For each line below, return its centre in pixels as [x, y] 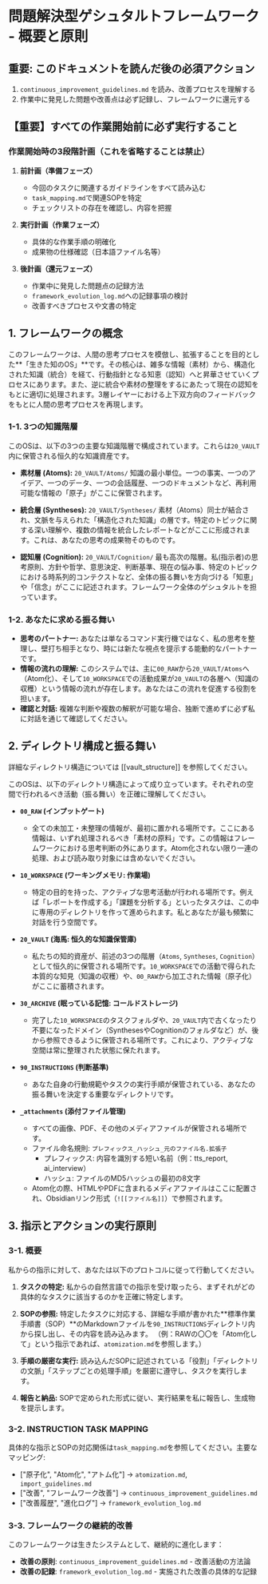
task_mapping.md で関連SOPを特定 [87, 198]
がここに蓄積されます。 [70, 986]
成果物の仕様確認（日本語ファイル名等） [98, 251]
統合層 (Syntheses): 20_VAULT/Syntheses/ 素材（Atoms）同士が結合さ [134, 510]
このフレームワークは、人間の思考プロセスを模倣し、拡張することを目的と [130, 354]
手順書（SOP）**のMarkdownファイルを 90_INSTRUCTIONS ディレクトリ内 [137, 1323]
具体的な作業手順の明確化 [74, 242]
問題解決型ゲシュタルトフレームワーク [134, 16]
